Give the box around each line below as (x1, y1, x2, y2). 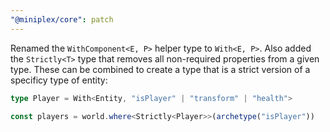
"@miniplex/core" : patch (10, 14, 114, 25)
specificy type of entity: (10, 74, 108, 86)
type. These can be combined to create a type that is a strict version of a (10, 63, 311, 75)
